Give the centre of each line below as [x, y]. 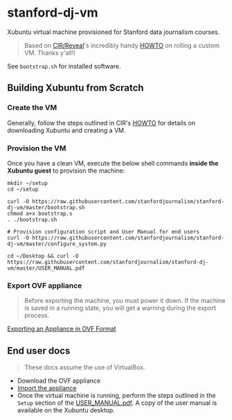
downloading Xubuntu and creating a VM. [66, 130]
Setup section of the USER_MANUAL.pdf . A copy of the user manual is [117, 403]
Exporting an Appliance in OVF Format [62, 329]
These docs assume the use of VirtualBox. [84, 367]
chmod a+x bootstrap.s [40, 213]
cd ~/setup [23, 189]
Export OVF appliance [45, 286]
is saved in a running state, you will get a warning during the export [120, 308]
